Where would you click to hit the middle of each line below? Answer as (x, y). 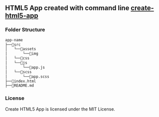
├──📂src (13, 44)
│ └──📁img (22, 54)
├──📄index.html (21, 81)
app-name (14, 40)
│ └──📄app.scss (27, 76)
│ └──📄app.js (25, 67)
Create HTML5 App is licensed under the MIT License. (60, 109)
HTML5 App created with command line (67, 8)
